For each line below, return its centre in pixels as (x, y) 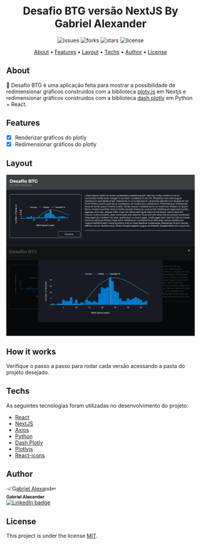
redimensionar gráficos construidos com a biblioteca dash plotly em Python (100, 98)
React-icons (30, 455)
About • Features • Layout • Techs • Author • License (100, 51)
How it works (31, 351)
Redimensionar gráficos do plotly (56, 144)
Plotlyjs (24, 449)
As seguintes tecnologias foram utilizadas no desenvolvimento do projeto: (97, 406)
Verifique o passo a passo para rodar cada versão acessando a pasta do (96, 366)
